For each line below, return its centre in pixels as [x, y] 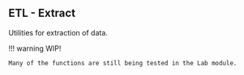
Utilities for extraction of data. [58, 32]
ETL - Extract [42, 13]
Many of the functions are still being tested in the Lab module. [123, 63]
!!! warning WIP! [35, 48]
